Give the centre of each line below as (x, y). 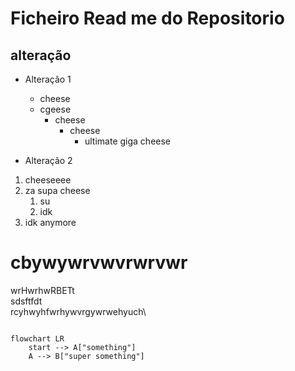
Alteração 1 (48, 79)
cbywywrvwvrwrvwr (99, 263)
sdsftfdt (26, 301)
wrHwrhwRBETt (42, 290)
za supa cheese (57, 190)
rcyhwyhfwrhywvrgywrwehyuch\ (78, 311)
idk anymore (50, 222)
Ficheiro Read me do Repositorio (147, 18)
